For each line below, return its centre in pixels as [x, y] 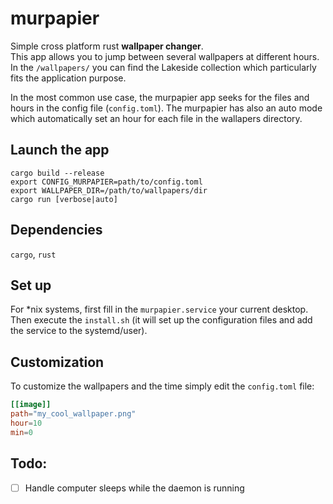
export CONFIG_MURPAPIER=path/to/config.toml [106, 182]
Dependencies [56, 230]
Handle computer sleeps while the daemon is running [134, 488]
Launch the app [60, 150]
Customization [57, 362]
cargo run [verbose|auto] [64, 199]
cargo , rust [33, 254]
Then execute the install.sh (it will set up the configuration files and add [161, 320]
